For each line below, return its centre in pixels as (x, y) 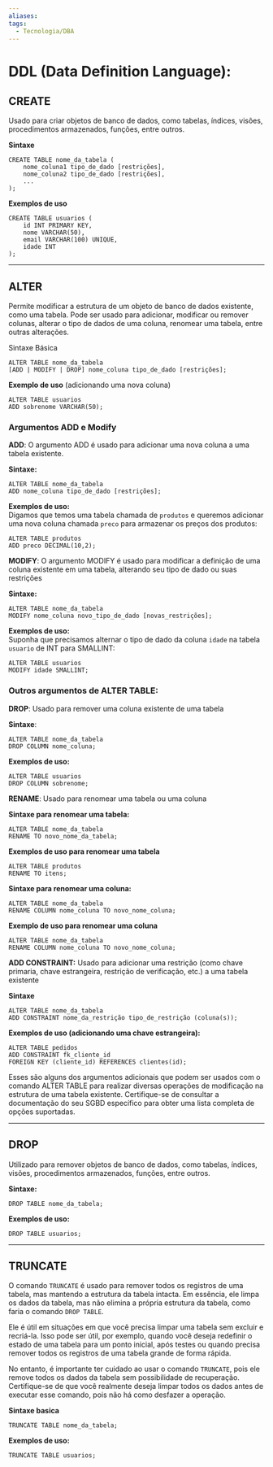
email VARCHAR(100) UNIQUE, (70, 240)
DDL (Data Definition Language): (120, 71)
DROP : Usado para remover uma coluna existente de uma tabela (116, 708)
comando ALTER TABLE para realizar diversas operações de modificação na (136, 1086)
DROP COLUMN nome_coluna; (52, 746)
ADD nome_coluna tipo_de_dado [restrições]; (85, 492)
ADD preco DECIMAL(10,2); (52, 546)
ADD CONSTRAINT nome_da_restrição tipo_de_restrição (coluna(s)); (123, 1017)
